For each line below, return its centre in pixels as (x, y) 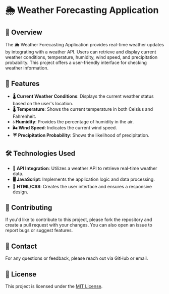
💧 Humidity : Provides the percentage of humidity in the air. (73, 121)
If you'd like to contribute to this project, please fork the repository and (79, 219)
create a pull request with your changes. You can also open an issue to (79, 225)
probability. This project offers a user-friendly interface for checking (76, 62)
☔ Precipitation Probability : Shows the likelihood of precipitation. (81, 135)
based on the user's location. (43, 103)
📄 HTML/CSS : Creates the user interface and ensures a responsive (82, 186)
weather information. (27, 68)
